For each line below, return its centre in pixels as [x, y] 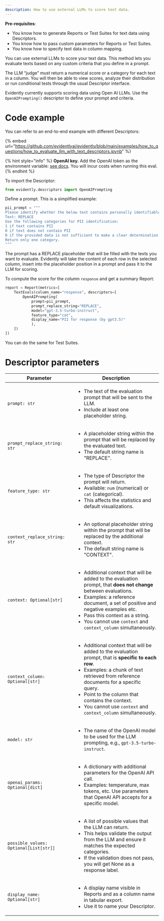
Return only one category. [32, 240]
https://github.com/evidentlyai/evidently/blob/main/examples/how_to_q [87, 146]
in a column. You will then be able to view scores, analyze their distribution [80, 78]
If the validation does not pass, [119, 858]
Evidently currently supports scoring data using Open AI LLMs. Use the [76, 93]
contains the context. [108, 700]
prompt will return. [105, 482]
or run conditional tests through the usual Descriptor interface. [68, 83]
